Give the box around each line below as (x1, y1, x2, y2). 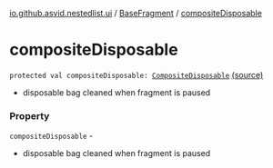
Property (9, 109, 50, 122)
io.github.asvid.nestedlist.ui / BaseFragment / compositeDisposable (9, 8, 262, 18)
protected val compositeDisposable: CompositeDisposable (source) (9, 69, 264, 80)
